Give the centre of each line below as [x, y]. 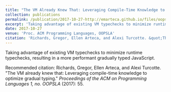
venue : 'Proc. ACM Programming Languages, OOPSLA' [60, 33]
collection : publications [33, 15]
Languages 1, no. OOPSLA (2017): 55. [45, 83]
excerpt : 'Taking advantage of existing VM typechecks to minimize [78, 24]
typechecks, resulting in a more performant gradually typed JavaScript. [80, 58]
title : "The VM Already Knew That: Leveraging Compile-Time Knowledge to [85, 10]
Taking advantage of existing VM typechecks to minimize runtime [74, 52]
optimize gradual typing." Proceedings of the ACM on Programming [76, 78]
